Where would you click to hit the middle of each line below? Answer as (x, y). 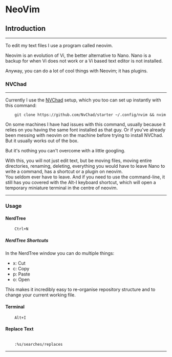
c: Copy (21, 269)
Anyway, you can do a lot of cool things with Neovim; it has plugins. (77, 71)
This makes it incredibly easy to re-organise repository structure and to (80, 290)
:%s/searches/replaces (39, 344)
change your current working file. (40, 295)
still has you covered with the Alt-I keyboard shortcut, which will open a (81, 183)
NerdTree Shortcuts (27, 241)
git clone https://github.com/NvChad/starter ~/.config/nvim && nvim (90, 115)
